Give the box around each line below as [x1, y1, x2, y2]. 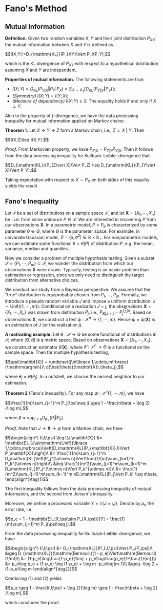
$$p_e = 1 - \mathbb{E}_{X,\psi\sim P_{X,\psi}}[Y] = [5, 516, 109, 522]
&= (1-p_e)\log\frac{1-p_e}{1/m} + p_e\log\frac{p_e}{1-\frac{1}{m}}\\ [20, 556, 157, 562]
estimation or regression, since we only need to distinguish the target [5, 272, 144, 278]
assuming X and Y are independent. [5, 67, 77, 73]
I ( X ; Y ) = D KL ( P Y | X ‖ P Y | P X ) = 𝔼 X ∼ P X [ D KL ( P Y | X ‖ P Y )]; [12, 86, 116, 93]
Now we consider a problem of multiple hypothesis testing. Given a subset [5, 255, 155, 261]
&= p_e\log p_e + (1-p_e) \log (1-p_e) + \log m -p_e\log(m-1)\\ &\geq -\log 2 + [5, 561, 159, 567]
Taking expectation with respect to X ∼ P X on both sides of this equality [5, 177, 150, 183]
